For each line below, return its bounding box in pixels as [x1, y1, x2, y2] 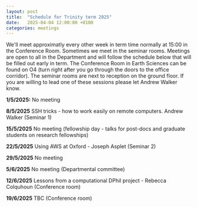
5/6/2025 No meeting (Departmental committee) [6, 166, 125, 173]
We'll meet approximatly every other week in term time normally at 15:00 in [6, 41, 188, 48]
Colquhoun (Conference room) [6, 183, 81, 191]
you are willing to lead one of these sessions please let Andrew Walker [6, 79, 178, 86]
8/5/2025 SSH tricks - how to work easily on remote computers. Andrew [6, 108, 183, 115]
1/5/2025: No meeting [6, 96, 61, 103]
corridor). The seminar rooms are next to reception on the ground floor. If [6, 72, 184, 79]
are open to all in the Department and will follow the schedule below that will [6, 54, 192, 61]
